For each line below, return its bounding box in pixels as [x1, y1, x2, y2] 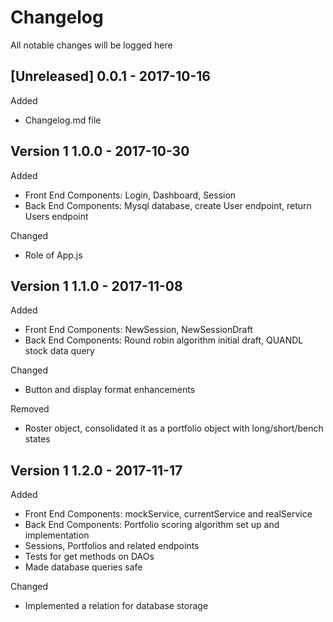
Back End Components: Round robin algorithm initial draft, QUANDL [24, 334, 304, 346]
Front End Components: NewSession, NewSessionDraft [24, 324, 253, 336]
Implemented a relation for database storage [24, 600, 209, 612]
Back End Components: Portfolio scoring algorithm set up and [24, 519, 280, 531]
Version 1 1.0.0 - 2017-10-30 [10, 143, 190, 160]
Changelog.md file [24, 114, 102, 126]
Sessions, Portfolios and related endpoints [24, 540, 200, 552]
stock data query [24, 345, 95, 357]
